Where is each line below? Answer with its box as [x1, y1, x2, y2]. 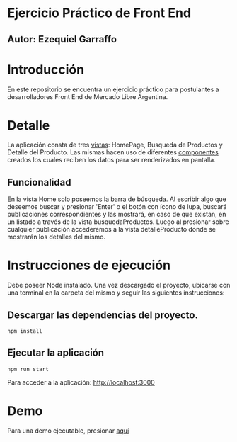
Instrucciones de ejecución [7, 257, 171, 273]
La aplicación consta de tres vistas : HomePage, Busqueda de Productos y [7, 140, 223, 149]
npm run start [7, 365, 50, 373]
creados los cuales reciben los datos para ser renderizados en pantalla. [7, 156, 216, 164]
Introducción [7, 62, 85, 77]
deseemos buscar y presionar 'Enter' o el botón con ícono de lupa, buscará [7, 203, 227, 211]
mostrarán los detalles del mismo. [7, 232, 106, 242]
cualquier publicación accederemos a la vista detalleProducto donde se [7, 225, 216, 234]
